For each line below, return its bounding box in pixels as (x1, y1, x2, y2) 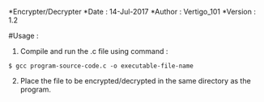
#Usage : (8, 31, 39, 40)
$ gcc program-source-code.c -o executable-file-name (8, 62, 194, 70)
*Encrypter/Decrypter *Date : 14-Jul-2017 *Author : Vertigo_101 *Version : (8, 7, 257, 16)
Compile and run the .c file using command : (19, 47, 168, 55)
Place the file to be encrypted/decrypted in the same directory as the (19, 76, 251, 85)
